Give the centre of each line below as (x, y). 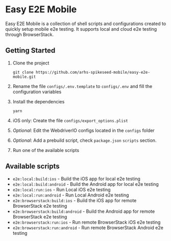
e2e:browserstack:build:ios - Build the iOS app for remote (75, 200)
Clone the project (31, 63)
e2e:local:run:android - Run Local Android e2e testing (71, 195)
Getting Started (30, 50)
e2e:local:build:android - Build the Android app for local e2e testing (86, 184)
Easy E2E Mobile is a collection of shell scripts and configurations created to (86, 24)
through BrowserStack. (30, 34)
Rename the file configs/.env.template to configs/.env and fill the (82, 86)
